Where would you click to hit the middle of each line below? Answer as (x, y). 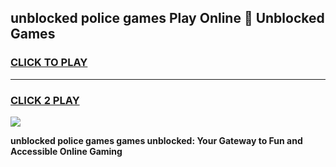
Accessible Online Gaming (66, 151)
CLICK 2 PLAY (45, 100)
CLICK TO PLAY (49, 63)
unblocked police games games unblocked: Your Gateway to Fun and (156, 140)
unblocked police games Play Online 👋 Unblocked (167, 18)
